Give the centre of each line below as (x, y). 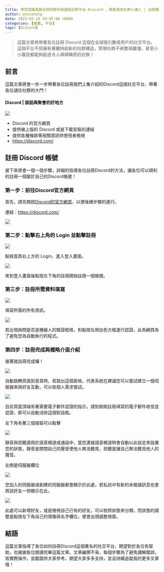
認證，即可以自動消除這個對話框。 (39, 413)
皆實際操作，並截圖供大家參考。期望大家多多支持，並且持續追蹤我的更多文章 (82, 558)
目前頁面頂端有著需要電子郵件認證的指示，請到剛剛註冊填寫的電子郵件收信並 (82, 407)
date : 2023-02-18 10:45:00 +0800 (39, 19)
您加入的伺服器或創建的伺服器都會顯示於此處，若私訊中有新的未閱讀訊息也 (80, 485)
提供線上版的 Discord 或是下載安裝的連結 (53, 130)
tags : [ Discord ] (21, 28)
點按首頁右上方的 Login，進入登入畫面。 (46, 256)
